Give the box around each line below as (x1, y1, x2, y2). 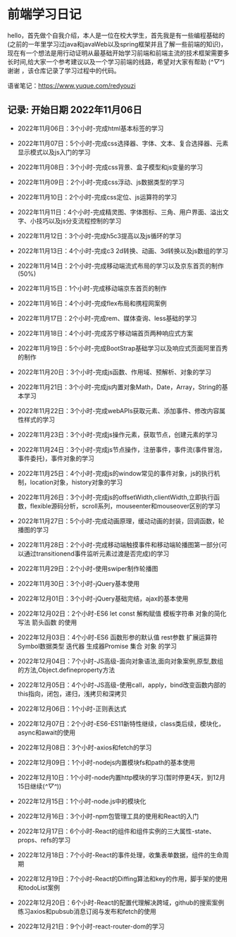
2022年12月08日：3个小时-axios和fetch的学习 (17, 743, 152, 752)
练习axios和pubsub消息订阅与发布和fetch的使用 (17, 907, 156, 915)
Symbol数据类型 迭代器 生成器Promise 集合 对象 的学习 (17, 642, 178, 650)
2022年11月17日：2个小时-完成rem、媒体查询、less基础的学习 (17, 314, 197, 322)
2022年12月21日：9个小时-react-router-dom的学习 (17, 921, 165, 931)
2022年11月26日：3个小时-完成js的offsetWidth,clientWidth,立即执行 (17, 493, 213, 501)
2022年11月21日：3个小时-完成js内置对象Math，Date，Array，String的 (17, 382, 222, 391)
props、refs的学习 (17, 835, 71, 844)
